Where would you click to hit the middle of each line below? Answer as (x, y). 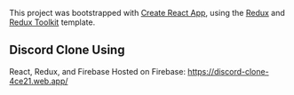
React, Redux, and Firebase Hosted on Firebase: (98, 71)
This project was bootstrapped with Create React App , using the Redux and (147, 13)
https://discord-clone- (228, 71)
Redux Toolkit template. (52, 22)
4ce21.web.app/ (39, 81)
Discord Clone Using (67, 50)
